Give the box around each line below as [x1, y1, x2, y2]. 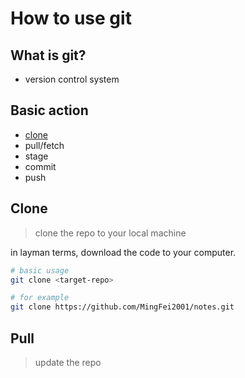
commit [24, 160, 57, 172]
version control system [24, 73, 120, 85]
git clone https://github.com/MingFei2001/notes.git [10, 302, 235, 312]
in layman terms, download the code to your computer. [10, 246, 237, 258]
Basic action [10, 102, 89, 119]
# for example [10, 293, 70, 303]
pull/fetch [24, 139, 65, 151]
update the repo [34, 356, 102, 368]
